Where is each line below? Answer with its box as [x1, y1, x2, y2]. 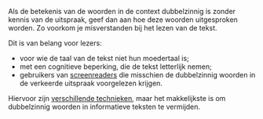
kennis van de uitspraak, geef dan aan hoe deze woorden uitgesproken [8, 15, 238, 24]
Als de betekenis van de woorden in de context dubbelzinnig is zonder [8, 7, 236, 16]
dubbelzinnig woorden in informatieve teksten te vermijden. [8, 102, 201, 111]
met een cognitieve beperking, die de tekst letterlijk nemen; [19, 62, 212, 71]
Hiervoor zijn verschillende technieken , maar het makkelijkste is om [8, 94, 226, 103]
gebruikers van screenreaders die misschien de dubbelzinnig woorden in [19, 70, 256, 79]
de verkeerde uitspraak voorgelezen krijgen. [19, 78, 163, 88]
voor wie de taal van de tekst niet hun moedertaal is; [19, 54, 190, 63]
